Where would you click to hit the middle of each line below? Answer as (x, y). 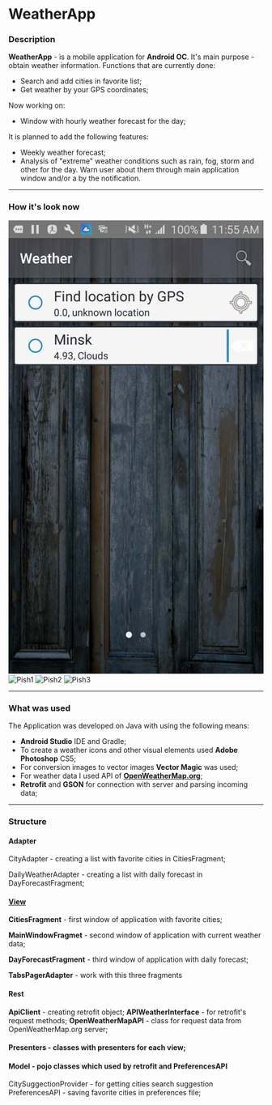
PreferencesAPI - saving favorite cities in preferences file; (105, 1093)
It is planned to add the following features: (79, 137)
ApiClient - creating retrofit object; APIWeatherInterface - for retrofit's (127, 1012)
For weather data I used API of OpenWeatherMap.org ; (111, 776)
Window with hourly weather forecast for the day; (103, 121)
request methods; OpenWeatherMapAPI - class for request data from (125, 1020)
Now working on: (37, 105)
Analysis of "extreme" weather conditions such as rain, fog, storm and (137, 161)
